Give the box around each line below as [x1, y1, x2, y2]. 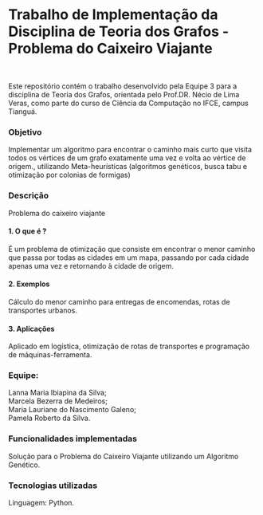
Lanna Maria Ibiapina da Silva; [8, 388, 107, 398]
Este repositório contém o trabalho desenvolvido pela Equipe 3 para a [8, 81, 237, 91]
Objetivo [8, 126, 42, 137]
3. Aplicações [8, 324, 55, 333]
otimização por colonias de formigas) [8, 170, 131, 180]
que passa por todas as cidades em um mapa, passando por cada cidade [8, 253, 249, 262]
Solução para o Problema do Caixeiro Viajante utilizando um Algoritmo [8, 451, 239, 461]
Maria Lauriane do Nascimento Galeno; [8, 405, 137, 415]
